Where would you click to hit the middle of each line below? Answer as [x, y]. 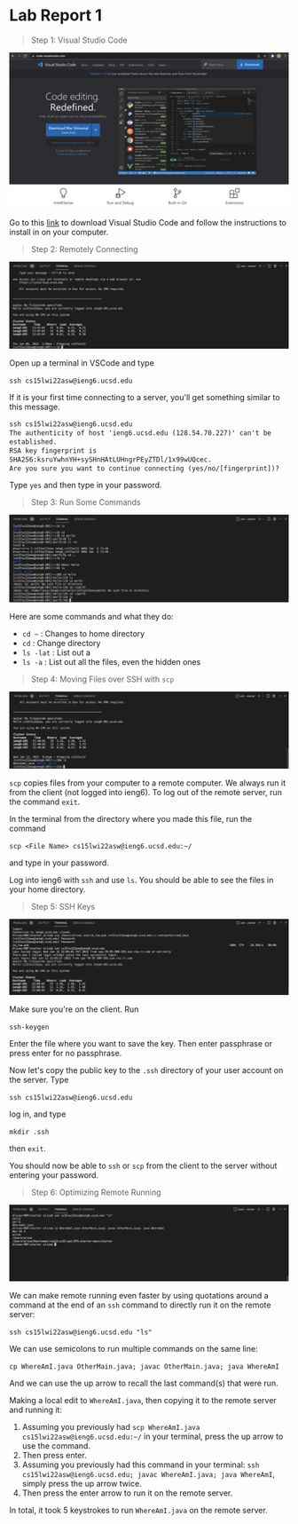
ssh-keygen [29, 1027]
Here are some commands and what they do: [92, 617]
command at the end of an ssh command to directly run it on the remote [140, 1305]
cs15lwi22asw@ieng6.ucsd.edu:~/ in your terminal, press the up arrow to [153, 1437]
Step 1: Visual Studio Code [79, 40]
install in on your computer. [59, 232]
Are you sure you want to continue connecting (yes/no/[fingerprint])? [144, 469]
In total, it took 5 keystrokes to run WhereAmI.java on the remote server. [138, 1511]
